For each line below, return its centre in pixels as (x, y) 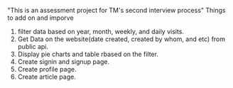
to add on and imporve (40, 18)
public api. (33, 46)
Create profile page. (47, 69)
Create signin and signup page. (64, 62)
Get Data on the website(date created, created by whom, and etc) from (121, 39)
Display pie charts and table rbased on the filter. (88, 54)
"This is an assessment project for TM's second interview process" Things (116, 10)
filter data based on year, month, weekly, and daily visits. (101, 32)
